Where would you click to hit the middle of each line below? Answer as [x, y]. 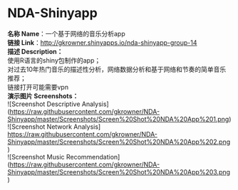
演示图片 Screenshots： [43, 96]
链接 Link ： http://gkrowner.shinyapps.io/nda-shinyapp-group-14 [102, 42]
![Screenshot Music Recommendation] [64, 157]
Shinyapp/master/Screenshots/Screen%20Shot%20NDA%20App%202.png [119, 142]
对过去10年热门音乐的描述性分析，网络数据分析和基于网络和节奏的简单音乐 [117, 69]
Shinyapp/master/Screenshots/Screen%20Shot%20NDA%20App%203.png [119, 171]
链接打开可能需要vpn [38, 87]
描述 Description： [35, 51]
